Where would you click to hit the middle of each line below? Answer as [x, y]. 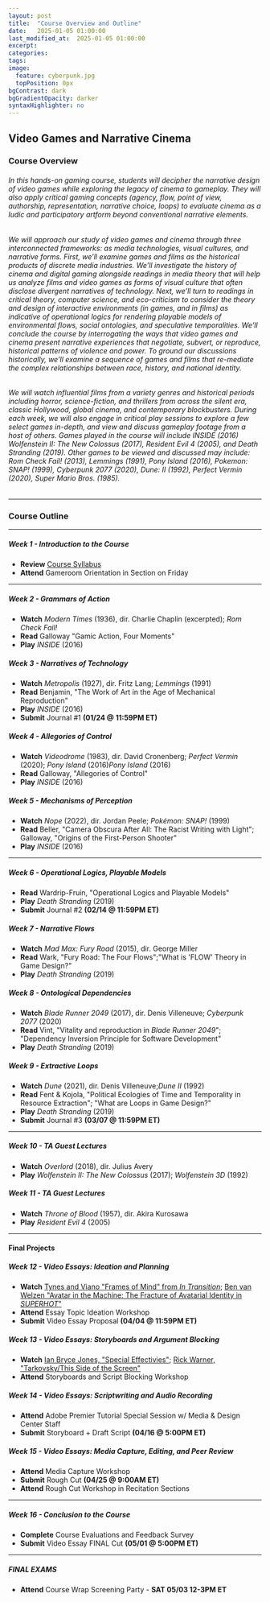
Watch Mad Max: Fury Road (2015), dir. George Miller [109, 948]
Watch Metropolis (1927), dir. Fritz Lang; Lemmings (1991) [115, 683]
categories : [28, 53]
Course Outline [39, 516]
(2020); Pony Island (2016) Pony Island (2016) [95, 765]
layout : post [30, 16]
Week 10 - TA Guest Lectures [57, 1146]
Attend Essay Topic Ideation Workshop [85, 1312]
